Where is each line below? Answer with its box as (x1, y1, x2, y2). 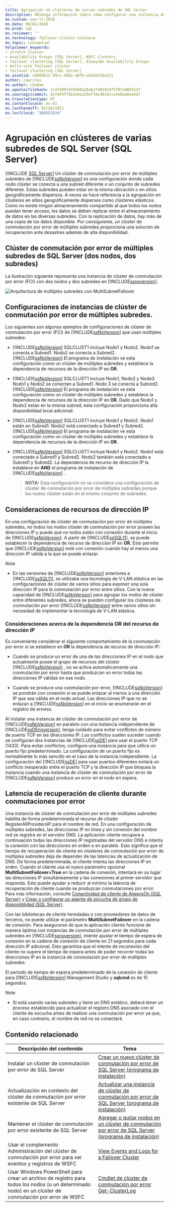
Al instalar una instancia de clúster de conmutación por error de (5, 715, 137, 721)
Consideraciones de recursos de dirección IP (5, 505, 149, 514)
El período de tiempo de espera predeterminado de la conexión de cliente (5, 969, 158, 976)
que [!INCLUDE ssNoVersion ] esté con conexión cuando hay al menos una (5, 546, 158, 552)
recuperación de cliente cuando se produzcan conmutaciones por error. (5, 885, 155, 891)
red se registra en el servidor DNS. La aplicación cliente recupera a (5, 832, 144, 838)
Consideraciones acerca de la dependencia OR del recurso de (5, 621, 159, 628)
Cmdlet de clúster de (98, 1175, 147, 1182)
